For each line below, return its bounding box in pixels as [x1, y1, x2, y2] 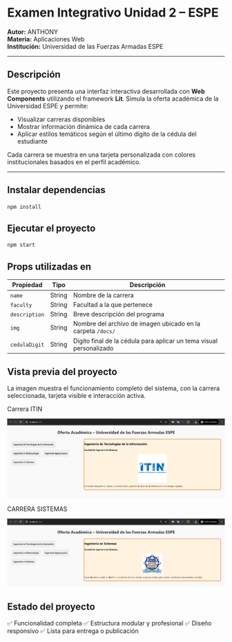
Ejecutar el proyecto [7, 222, 96, 234]
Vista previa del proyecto [7, 365, 117, 377]
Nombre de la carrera [72, 291, 135, 299]
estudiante [17, 137, 48, 146]
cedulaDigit [10, 341, 45, 349]
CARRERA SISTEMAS [7, 505, 68, 513]
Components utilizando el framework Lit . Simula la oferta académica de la [7, 94, 219, 103]
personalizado [72, 343, 114, 352]
